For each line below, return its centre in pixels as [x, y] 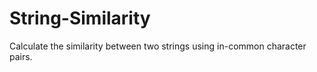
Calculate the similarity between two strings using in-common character [158, 46]
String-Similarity [80, 18]
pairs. [21, 56]
